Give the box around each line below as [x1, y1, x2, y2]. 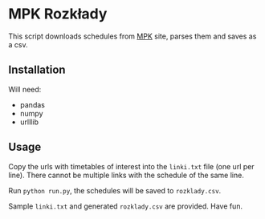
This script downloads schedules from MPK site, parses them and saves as [8, 31, 257, 41]
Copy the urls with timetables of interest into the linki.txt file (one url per [8, 161, 255, 171]
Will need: [8, 84, 42, 94]
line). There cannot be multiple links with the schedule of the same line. [8, 170, 245, 180]
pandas [19, 99, 46, 109]
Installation [8, 63, 66, 77]
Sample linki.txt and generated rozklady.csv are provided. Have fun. [8, 201, 243, 211]
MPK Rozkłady [8, 5, 108, 23]
